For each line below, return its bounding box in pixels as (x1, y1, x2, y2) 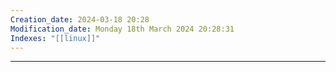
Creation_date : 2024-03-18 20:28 (10, 14, 150, 25)
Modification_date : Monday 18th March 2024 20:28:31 (10, 24, 235, 34)
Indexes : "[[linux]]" (10, 33, 101, 43)
